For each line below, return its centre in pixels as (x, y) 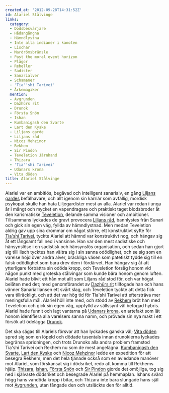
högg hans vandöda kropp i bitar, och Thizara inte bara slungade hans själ (82, 380)
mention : (19, 94)
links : (12, 19)
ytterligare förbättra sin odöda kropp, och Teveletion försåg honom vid (78, 268)
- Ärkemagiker (24, 90)
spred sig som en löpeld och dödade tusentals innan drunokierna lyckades (82, 337)
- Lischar (20, 47)
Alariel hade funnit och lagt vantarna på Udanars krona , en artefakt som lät (82, 311)
